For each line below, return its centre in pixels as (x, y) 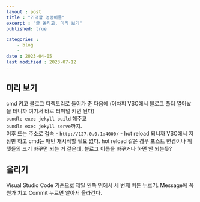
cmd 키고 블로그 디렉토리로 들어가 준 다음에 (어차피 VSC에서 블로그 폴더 (91, 104)
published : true (26, 29)
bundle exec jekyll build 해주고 (47, 119)
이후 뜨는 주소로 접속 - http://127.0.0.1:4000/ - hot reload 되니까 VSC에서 (97, 134)
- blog (25, 45)
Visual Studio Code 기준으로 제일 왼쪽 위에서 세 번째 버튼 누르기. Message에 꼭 (100, 185)
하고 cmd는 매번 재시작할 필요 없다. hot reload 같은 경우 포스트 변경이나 (102, 141)
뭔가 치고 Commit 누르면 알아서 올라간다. (54, 193)
